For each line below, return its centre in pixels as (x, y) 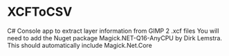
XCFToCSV (40, 12)
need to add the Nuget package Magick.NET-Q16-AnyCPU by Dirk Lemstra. (115, 38)
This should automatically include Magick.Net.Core (80, 45)
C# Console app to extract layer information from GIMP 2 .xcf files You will (113, 31)
